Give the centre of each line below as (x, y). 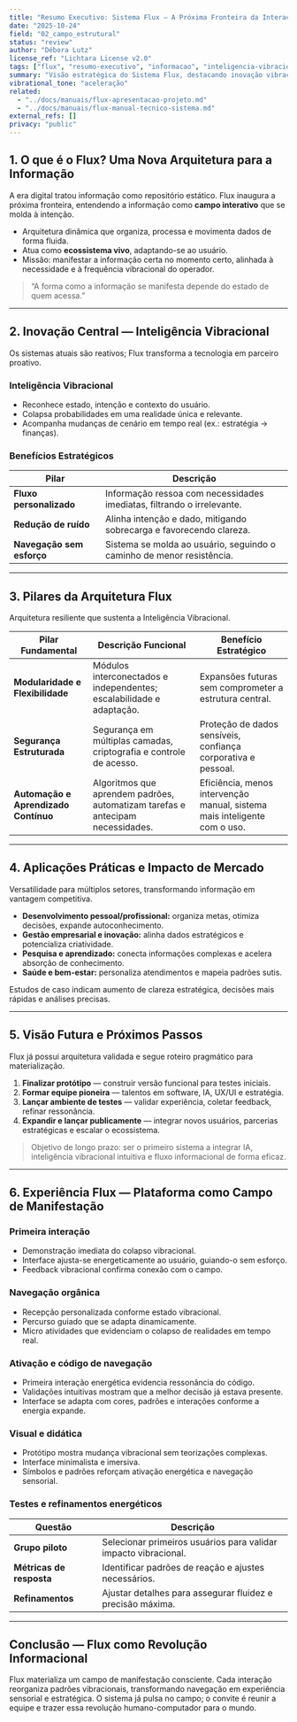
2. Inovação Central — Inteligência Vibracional (139, 332)
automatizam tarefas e (139, 805)
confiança (220, 746)
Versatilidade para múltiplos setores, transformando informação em (132, 889)
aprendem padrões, (133, 794)
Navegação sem (49, 544)
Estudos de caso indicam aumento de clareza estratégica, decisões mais (142, 989)
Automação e (42, 794)
